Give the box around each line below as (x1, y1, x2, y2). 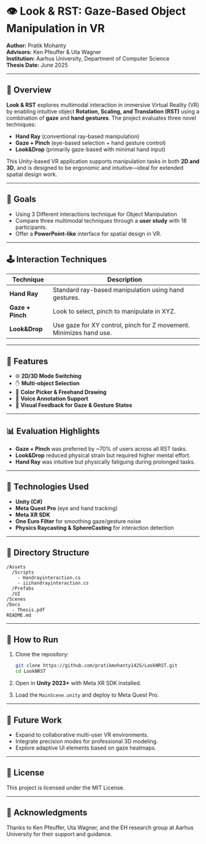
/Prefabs (12, 585, 34, 591)
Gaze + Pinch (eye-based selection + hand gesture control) (15, 139, 166, 147)
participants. (15, 223, 47, 231)
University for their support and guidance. (6, 830, 112, 837)
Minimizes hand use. (53, 329, 112, 337)
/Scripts (12, 569, 34, 575)
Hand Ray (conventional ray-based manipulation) (15, 132, 140, 140)
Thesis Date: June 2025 (6, 61, 69, 69)
